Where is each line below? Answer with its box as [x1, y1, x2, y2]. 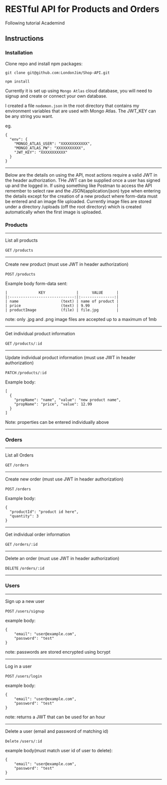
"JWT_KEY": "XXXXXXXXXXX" [14, 150, 68, 155]
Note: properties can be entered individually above [5, 419, 109, 425]
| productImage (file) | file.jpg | [5, 307, 119, 312]
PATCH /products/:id [5, 370, 47, 375]
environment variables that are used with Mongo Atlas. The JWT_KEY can [5, 108, 157, 114]
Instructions [5, 34, 44, 43]
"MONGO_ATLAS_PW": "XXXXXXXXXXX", [14, 145, 85, 150]
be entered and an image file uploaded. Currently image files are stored [5, 198, 152, 204]
